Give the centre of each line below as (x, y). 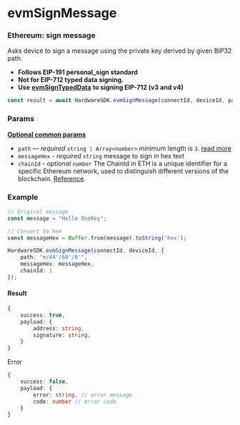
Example (23, 197)
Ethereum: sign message (51, 36)
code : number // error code (75, 401)
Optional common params (47, 134)
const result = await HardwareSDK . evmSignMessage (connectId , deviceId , (116, 101)
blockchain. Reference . (51, 178)
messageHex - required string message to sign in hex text (101, 155)
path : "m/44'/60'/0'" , (54, 257)
